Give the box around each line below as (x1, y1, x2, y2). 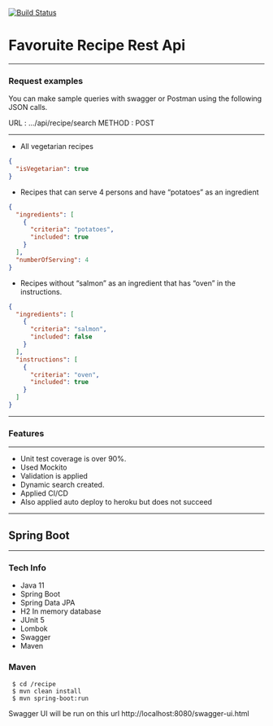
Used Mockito (19, 462, 67, 472)
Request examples (8, 75, 84, 86)
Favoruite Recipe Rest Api (8, 37, 186, 55)
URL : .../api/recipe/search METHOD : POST (8, 118, 155, 128)
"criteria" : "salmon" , (29, 326, 107, 334)
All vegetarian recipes (19, 142, 93, 151)
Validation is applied (19, 471, 88, 481)
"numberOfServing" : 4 (15, 256, 89, 264)
